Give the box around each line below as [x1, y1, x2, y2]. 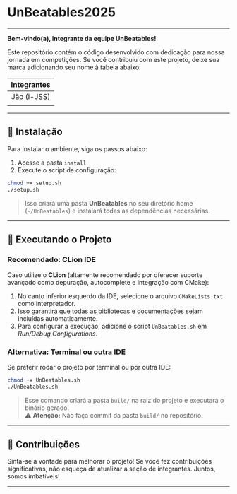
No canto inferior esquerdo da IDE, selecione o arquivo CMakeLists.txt [17, 292, 224, 300]
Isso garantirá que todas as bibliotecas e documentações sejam [17, 307, 203, 315]
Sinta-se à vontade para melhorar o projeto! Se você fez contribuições [7, 457, 212, 466]
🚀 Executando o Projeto [7, 233, 112, 245]
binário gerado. [24, 404, 69, 412]
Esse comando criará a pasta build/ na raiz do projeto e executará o [24, 396, 224, 405]
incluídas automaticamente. [17, 314, 98, 323]
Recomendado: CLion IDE [7, 254, 97, 264]
